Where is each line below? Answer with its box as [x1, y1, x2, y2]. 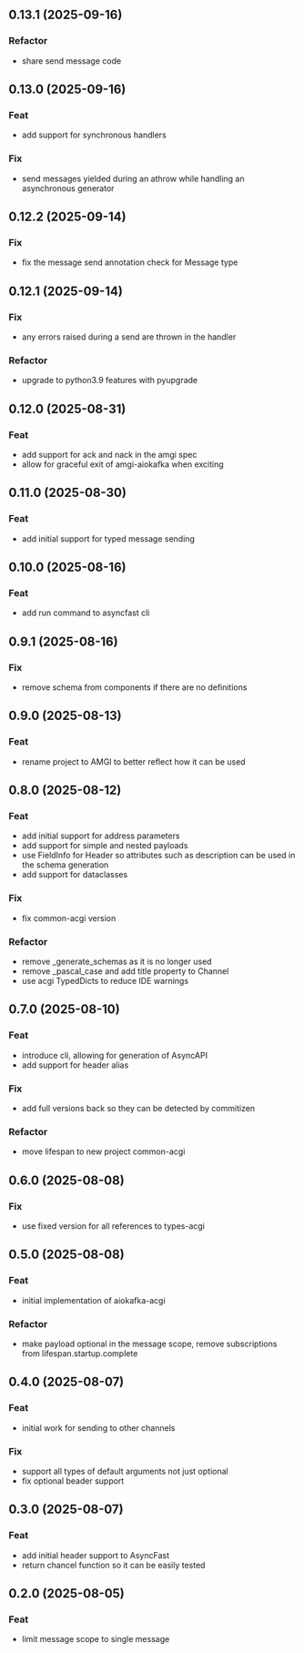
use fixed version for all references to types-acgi [21, 1221, 206, 1232]
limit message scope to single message [21, 1634, 170, 1645]
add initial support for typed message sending [21, 532, 195, 544]
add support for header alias [21, 1060, 129, 1070]
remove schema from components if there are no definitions [21, 682, 248, 693]
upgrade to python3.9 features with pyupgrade [21, 375, 198, 386]
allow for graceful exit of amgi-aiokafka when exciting [21, 459, 224, 470]
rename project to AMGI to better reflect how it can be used [21, 756, 247, 767]
